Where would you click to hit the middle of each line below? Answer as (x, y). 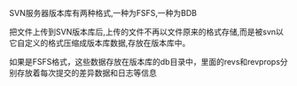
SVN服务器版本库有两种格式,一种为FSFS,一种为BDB (103, 13)
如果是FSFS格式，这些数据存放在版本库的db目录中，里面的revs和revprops (145, 62)
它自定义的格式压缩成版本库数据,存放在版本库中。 (100, 43)
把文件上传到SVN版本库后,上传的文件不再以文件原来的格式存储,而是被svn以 (146, 32)
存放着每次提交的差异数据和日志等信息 (86, 73)
